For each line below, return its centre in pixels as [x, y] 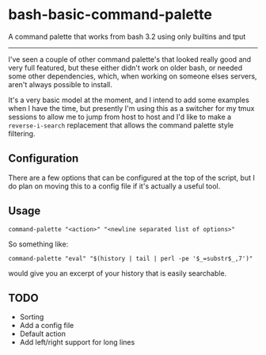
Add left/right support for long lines [77, 342]
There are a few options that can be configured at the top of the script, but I [131, 177]
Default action [42, 334]
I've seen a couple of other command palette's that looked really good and [130, 59]
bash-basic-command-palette [110, 15]
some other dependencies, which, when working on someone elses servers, [133, 76]
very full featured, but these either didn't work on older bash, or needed [125, 67]
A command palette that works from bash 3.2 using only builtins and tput [127, 36]
